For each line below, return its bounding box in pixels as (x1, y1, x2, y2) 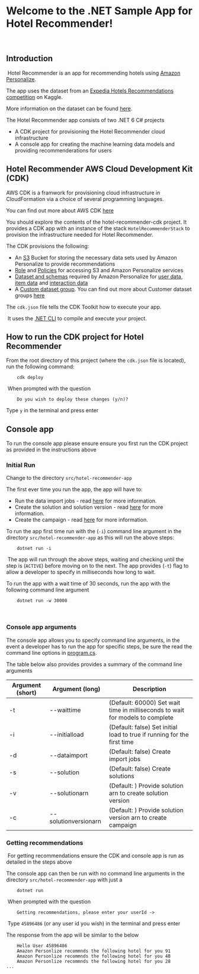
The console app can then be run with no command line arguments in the (6, 870, 185, 877)
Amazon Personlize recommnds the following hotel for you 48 (17, 953, 171, 959)
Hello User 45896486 (17, 943, 68, 949)
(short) (16, 688, 37, 696)
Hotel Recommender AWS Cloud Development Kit (6, 164, 193, 174)
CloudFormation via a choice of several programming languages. (6, 195, 165, 202)
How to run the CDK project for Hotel (6, 332, 144, 342)
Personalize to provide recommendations (14, 260, 115, 268)
